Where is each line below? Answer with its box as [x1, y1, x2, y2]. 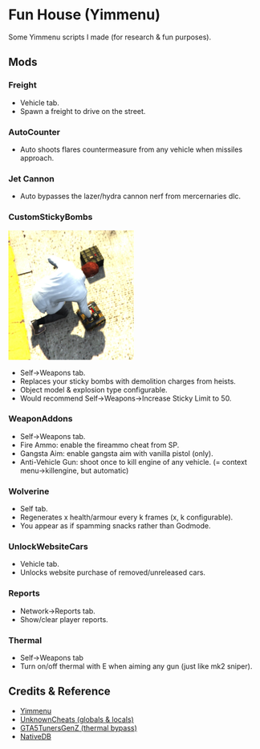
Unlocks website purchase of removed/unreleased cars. [19, 568, 206, 577]
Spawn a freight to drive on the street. [19, 106, 146, 116]
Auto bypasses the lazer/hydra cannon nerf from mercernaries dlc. [19, 191, 242, 201]
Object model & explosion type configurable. [19, 385, 168, 394]
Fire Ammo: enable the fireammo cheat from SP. [19, 440, 180, 450]
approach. [19, 153, 55, 162]
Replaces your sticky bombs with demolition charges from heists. [19, 376, 237, 386]
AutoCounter [8, 126, 61, 137]
